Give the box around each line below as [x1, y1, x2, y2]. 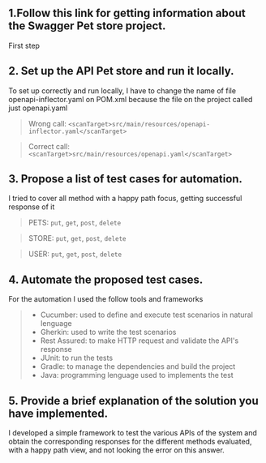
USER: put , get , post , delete [28, 249, 122, 259]
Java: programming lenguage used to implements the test [40, 371, 234, 380]
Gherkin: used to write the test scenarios [40, 328, 177, 337]
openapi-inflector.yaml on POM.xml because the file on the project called [8, 94, 253, 104]
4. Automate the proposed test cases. [8, 272, 204, 286]
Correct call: [28, 141, 71, 151]
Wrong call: [28, 118, 67, 128]
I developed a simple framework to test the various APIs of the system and [8, 428, 258, 438]
